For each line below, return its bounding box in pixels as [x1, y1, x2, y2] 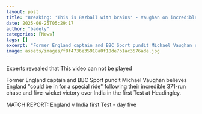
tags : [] [6, 37, 28, 43]
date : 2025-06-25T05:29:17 [6, 20, 74, 26]
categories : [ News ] [6, 31, 55, 37]
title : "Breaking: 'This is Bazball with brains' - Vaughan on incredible [6, 14, 198, 21]
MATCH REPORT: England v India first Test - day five [6, 101, 137, 108]
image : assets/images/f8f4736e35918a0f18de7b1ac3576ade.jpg [6, 48, 161, 54]
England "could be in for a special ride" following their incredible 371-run [6, 83, 186, 90]
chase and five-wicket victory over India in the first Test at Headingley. [6, 89, 182, 97]
